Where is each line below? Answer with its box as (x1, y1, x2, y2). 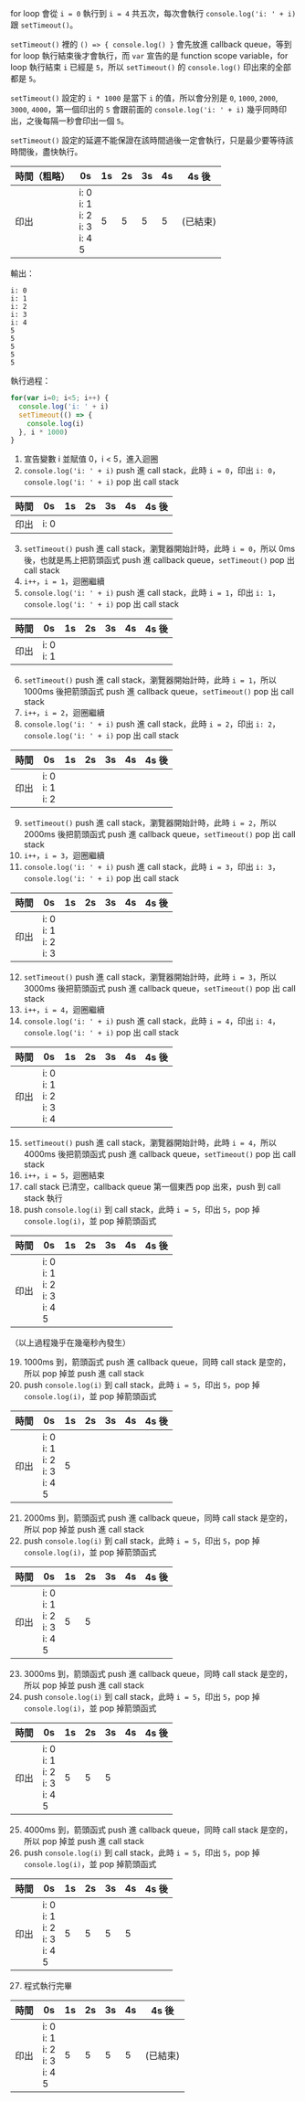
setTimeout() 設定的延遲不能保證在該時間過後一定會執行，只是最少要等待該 (10, 135, 294, 145)
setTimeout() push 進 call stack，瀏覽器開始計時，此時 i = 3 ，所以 (23, 971, 278, 982)
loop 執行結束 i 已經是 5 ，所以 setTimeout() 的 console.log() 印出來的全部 (10, 62, 291, 72)
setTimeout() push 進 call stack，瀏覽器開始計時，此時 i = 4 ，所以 (23, 1137, 278, 1149)
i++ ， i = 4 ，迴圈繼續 (23, 1004, 106, 1015)
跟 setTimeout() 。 (10, 19, 79, 30)
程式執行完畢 (23, 1980, 72, 1991)
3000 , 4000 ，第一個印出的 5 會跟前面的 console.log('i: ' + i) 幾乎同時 (10, 104, 279, 114)
